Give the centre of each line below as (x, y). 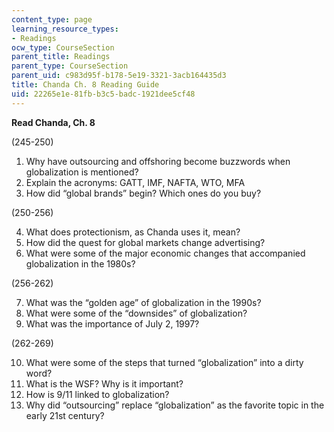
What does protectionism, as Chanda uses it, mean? (133, 232)
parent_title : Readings (61, 57)
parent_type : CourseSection (70, 66)
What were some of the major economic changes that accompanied (165, 253)
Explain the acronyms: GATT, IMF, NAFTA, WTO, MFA (135, 182)
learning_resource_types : (65, 29)
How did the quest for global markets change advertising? (145, 242)
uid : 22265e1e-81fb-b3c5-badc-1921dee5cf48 (103, 94)
